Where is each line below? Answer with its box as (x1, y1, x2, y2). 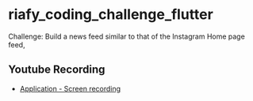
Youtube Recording (8, 63, 105, 77)
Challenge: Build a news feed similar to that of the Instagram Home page (8, 32, 246, 41)
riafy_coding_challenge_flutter (8, 6, 214, 24)
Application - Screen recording (19, 84, 121, 93)
